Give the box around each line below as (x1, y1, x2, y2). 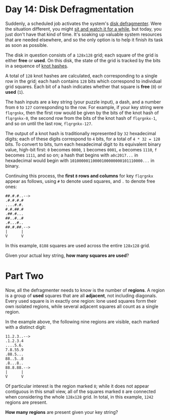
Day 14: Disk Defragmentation (5, 4, 134, 15)
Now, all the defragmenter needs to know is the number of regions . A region (5, 287, 165, 293)
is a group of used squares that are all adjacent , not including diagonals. (5, 292, 157, 299)
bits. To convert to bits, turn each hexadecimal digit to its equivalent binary (5, 141, 161, 147)
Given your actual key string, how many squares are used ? (5, 252, 129, 258)
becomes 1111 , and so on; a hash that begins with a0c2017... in (5, 152, 139, 158)
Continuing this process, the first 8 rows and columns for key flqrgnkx (5, 172, 154, 179)
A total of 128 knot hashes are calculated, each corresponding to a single (5, 72, 158, 78)
